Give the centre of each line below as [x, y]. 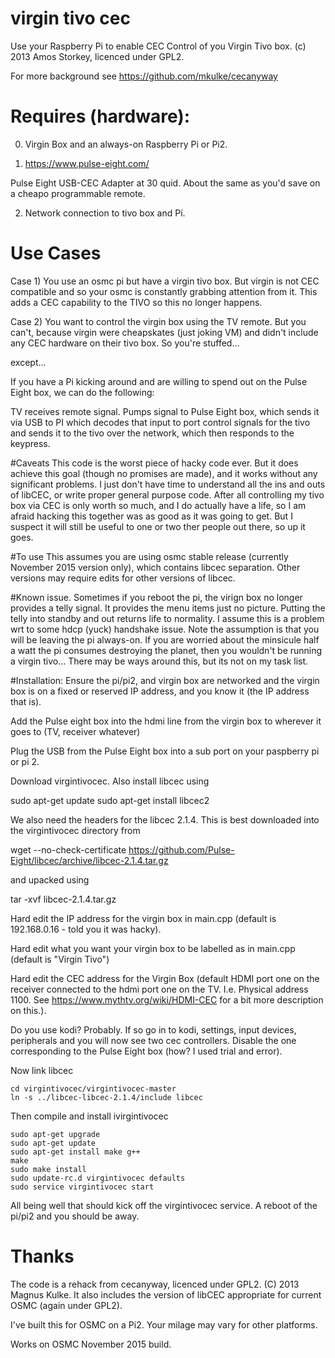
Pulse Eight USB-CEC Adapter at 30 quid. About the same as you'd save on [165, 183]
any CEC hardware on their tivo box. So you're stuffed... [125, 343]
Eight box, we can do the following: [82, 392]
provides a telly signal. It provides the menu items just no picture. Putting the [168, 608]
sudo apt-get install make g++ [75, 1152]
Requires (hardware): [100, 116]
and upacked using [50, 879]
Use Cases [56, 253]
